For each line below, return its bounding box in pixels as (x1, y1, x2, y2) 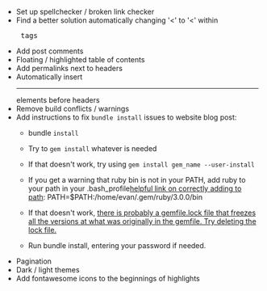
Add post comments (15, 46, 84, 56)
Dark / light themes (15, 265, 80, 274)
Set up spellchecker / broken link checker (15, 7, 155, 16)
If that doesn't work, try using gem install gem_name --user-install (27, 159, 256, 169)
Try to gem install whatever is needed (27, 144, 157, 153)
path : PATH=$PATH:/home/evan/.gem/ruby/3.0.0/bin (27, 192, 203, 201)
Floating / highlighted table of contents (15, 55, 145, 64)
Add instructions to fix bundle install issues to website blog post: (15, 112, 237, 122)
